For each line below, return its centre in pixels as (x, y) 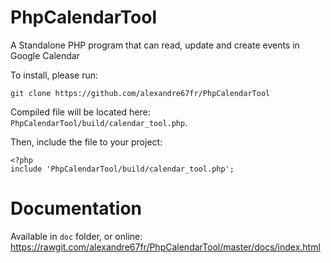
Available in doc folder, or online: (76, 236)
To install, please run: (54, 75)
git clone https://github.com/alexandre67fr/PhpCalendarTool (140, 93)
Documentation (76, 208)
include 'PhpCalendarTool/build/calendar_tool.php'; (122, 169)
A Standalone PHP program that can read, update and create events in (155, 45)
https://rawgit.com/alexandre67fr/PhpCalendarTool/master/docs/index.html (165, 247)
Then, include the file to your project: (86, 142)
